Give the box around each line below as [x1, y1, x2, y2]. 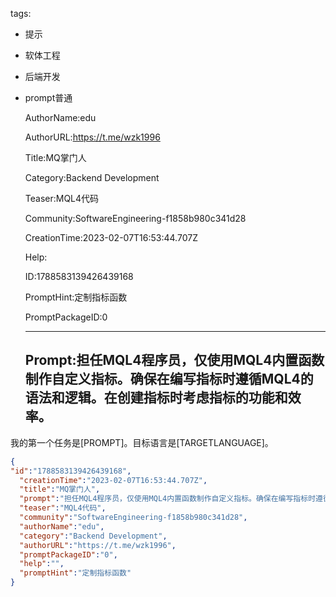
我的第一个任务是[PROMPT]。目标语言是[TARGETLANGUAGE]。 [10, 436, 274, 448]
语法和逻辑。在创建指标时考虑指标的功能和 [24, 389, 288, 407]
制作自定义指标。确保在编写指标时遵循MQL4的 [24, 371, 314, 388]
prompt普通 [24, 92, 73, 103]
